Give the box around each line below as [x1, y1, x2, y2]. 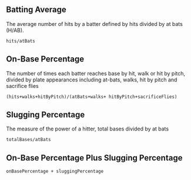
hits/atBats [6, 38, 35, 44]
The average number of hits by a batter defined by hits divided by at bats [6, 20, 183, 27]
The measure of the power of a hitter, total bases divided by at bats [6, 125, 169, 132]
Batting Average [6, 5, 66, 15]
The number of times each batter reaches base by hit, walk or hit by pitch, [6, 70, 186, 77]
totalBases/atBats [6, 137, 51, 143]
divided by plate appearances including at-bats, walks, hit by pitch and [6, 76, 177, 83]
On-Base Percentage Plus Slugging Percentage [6, 153, 183, 163]
